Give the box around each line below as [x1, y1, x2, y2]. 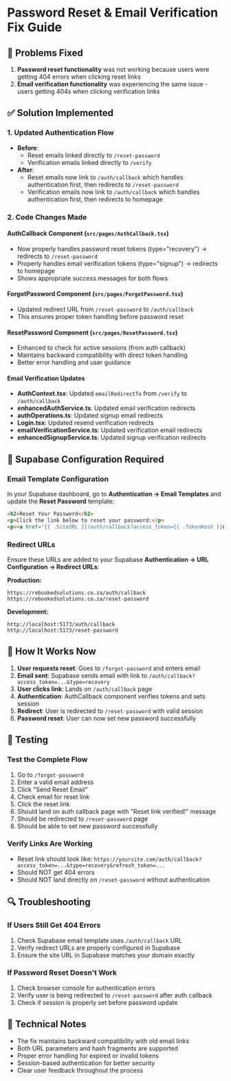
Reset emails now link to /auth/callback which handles [27, 173, 184, 181]
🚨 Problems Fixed [7, 47, 84, 59]
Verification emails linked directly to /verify [27, 158, 153, 166]
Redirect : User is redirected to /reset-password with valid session [16, 706, 203, 715]
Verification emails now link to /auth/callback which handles [27, 188, 200, 196]
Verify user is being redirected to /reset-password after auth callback [16, 991, 213, 999]
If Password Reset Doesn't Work [7, 968, 118, 977]
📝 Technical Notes [7, 1018, 87, 1030]
